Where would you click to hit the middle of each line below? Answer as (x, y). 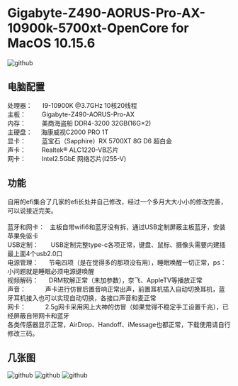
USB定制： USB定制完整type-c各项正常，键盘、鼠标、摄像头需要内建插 (117, 244)
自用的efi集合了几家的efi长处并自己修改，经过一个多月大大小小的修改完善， (117, 202)
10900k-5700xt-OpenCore (88, 28)
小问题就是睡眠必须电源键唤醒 (51, 271)
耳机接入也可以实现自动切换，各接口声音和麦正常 (85, 298)
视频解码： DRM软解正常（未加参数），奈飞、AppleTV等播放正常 (105, 280)
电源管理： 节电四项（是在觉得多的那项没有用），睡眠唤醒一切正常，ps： (117, 262)
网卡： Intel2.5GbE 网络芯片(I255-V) (67, 158)
